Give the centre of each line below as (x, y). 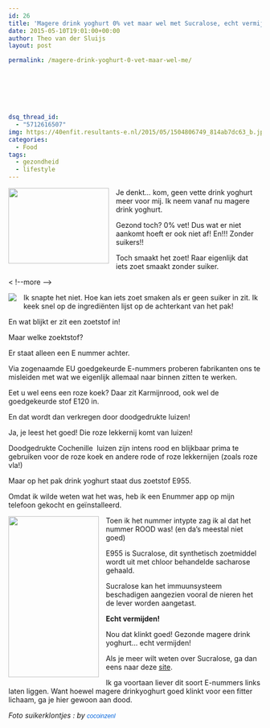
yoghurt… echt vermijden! (148, 643)
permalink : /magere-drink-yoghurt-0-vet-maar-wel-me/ (100, 60)
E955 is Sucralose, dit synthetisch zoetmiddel (181, 553)
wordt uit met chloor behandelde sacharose (178, 562)
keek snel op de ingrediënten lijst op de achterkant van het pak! (129, 306)
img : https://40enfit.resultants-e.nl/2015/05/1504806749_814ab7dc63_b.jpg (138, 132)
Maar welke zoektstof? (46, 337)
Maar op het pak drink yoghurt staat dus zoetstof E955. (100, 481)
